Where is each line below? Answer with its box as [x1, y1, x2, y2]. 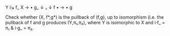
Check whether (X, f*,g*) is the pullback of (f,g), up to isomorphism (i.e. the [5, 14, 164, 20]
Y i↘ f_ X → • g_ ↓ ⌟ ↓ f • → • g [5, 5, 73, 10]
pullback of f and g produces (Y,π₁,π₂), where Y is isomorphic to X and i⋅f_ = [5, 20, 165, 25]
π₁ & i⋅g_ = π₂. [5, 25, 34, 31]
